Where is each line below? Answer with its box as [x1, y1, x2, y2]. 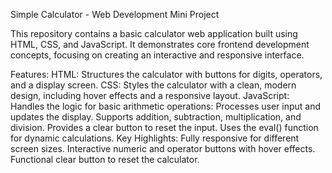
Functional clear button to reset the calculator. [10, 154, 200, 165]
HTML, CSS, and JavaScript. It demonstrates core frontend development [10, 39, 310, 50]
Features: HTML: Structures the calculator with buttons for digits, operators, [10, 69, 323, 80]
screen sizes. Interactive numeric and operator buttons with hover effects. [10, 143, 316, 154]
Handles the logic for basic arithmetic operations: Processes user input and [10, 100, 321, 112]
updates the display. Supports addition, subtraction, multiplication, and [10, 111, 302, 123]
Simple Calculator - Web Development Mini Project [10, 9, 220, 20]
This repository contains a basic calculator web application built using [10, 28, 298, 39]
